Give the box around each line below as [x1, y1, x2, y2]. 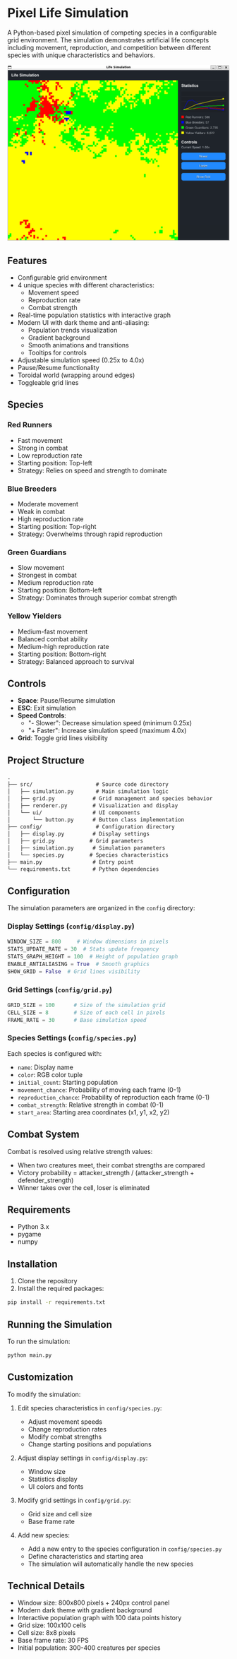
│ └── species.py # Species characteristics [7, 852, 169, 859]
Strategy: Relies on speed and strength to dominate [17, 466, 167, 475]
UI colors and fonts [28, 1482, 84, 1491]
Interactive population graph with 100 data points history [17, 1614, 182, 1622]
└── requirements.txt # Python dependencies [7, 866, 159, 873]
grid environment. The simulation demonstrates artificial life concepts [7, 35, 209, 44]
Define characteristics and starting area [28, 1552, 144, 1560]
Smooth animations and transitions [28, 340, 129, 349]
